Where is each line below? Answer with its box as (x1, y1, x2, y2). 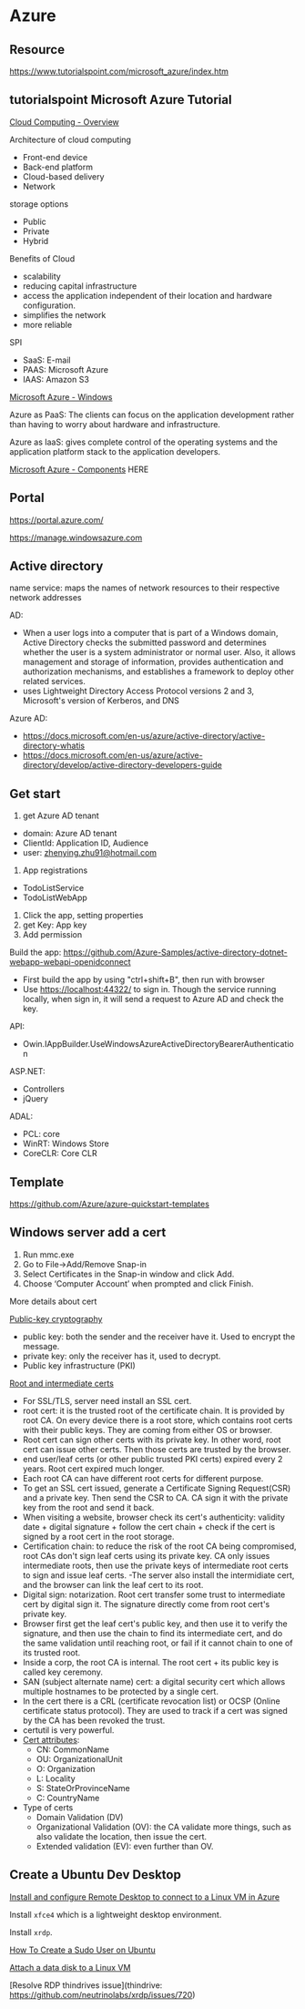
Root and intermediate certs (9, 1378, 114, 1389)
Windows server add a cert (9, 1225, 167, 1240)
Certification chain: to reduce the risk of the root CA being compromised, (22, 1541, 298, 1552)
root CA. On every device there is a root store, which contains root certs (22, 1414, 293, 1426)
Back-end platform (22, 161, 94, 172)
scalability (22, 271, 61, 282)
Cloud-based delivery (22, 170, 105, 182)
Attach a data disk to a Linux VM (9, 1962, 131, 1973)
